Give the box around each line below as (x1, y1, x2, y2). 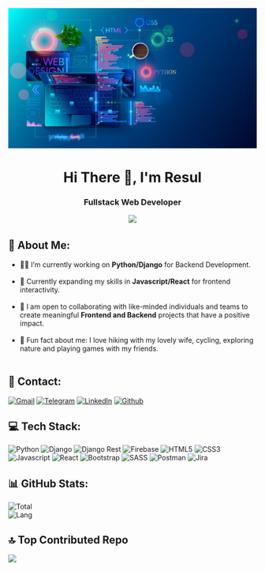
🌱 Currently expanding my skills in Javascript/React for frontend (19, 276, 231, 286)
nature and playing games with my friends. (19, 344, 159, 353)
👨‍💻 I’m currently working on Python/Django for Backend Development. (19, 260, 251, 269)
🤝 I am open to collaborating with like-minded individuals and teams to (19, 302, 248, 311)
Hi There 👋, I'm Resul (62, 168, 203, 186)
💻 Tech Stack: (8, 420, 81, 433)
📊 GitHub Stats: (8, 477, 89, 490)
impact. (19, 318, 45, 328)
